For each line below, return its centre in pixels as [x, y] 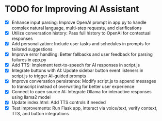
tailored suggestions [32, 49]
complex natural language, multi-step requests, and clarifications [77, 28]
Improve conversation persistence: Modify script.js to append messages [84, 81]
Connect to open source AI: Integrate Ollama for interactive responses [81, 92]
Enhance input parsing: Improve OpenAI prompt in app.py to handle [79, 22]
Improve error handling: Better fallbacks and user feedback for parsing [82, 54]
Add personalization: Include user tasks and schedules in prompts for [81, 44]
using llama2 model [31, 97]
